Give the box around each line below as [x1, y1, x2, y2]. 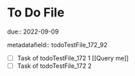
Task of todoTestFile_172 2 [17, 62, 92, 70]
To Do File [7, 5, 65, 21]
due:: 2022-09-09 [7, 27, 59, 36]
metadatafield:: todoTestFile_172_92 [7, 40, 108, 49]
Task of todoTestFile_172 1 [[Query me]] [17, 53, 129, 62]
